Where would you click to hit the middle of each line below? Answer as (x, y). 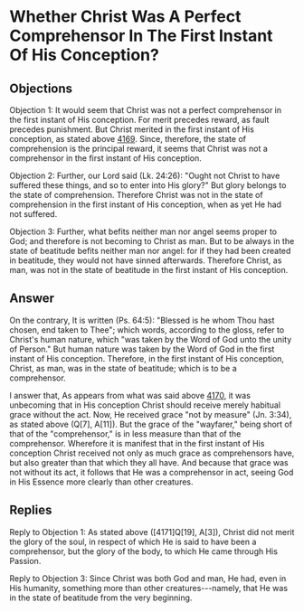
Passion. (25, 560)
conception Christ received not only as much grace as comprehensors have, (152, 453)
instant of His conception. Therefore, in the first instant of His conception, (147, 358)
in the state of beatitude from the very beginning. (101, 598)
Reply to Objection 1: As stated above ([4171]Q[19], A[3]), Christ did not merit (152, 532)
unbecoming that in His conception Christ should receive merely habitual (145, 405)
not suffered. (33, 214)
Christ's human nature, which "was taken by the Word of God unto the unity (151, 339)
